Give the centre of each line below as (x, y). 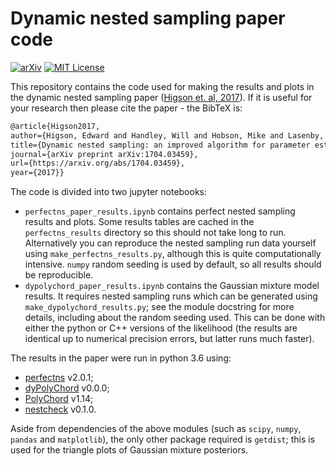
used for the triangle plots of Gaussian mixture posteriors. (129, 450)
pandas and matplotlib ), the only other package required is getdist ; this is (163, 439)
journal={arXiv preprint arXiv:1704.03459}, (104, 154)
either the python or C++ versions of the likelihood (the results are (161, 328)
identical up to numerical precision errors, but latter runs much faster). (169, 339)
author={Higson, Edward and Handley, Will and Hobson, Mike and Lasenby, (167, 135)
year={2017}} (37, 173)
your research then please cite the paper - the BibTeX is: (126, 108)
